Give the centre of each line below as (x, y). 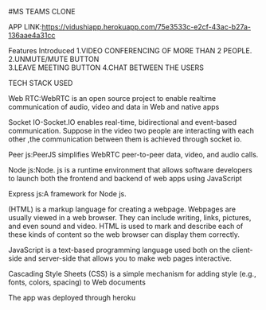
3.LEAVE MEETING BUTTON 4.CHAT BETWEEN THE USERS (106, 68)
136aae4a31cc (32, 35)
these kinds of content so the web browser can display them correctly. (124, 234)
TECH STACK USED (41, 83)
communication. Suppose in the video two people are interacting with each (131, 131)
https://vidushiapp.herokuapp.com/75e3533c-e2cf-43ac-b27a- (147, 27)
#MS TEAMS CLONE (42, 12)
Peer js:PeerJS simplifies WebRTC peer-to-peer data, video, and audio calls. (133, 155)
